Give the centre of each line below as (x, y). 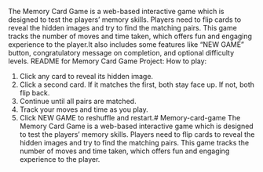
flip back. (35, 93)
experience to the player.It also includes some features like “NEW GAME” (126, 45)
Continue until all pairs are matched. (78, 101)
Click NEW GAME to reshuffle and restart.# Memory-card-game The (130, 118)
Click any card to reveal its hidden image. (86, 76)
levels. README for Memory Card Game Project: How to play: (108, 61)
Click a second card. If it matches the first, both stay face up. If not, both (137, 84)
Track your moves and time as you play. (84, 109)
